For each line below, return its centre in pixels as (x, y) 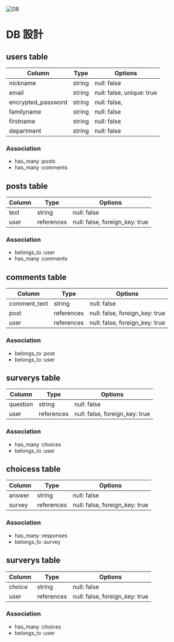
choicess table (33, 469)
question (21, 404)
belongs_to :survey (37, 541)
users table (27, 57)
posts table (27, 186)
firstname (22, 121)
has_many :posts (35, 161)
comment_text (29, 304)
